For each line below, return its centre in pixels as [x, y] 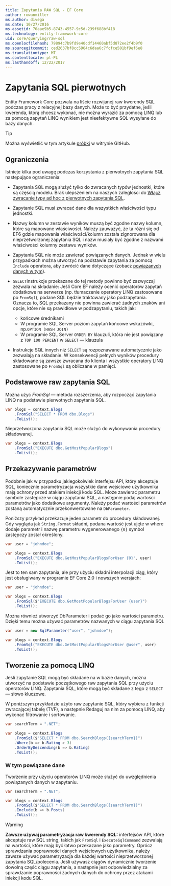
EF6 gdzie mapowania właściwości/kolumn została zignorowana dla [84, 234]
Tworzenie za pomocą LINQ [50, 665]
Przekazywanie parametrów [51, 469]
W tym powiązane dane [35, 765]
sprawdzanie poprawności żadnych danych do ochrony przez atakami [79, 873]
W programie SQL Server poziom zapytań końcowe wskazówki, [87, 324]
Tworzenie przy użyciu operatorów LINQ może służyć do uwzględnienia [81, 777]
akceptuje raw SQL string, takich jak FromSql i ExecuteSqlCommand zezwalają [84, 840]
